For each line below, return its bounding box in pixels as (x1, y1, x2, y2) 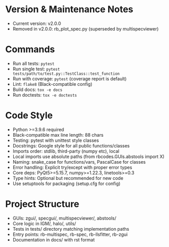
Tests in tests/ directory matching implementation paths (12, 226, 129, 232)
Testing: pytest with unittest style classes (12, 137, 99, 143)
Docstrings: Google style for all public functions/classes (12, 142, 130, 148)
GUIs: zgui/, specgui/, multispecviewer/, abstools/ (12, 215, 117, 221)
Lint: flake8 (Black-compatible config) (12, 81, 93, 87)
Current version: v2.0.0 (12, 20, 61, 26)
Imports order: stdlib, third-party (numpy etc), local (12, 148, 119, 154)
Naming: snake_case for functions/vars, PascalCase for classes (12, 159, 146, 165)
